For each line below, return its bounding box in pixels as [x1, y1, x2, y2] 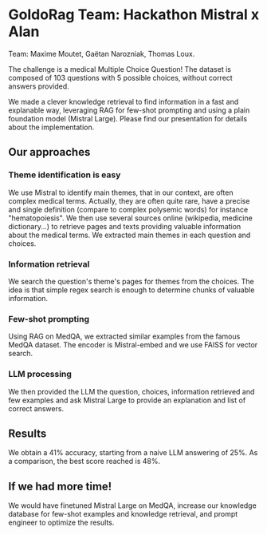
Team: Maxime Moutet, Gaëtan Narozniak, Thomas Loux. [8, 49, 195, 58]
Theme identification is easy [8, 169, 121, 180]
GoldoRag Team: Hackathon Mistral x [8, 6, 260, 24]
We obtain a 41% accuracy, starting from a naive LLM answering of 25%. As [8, 448, 258, 458]
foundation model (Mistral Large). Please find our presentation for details [8, 113, 248, 123]
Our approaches [8, 145, 91, 159]
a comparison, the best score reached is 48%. [8, 457, 161, 466]
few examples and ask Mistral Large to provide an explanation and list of [8, 395, 246, 405]
